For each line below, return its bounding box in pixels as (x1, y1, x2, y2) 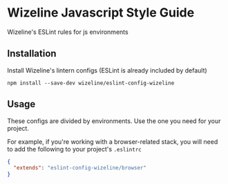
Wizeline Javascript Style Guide (7, 5, 195, 21)
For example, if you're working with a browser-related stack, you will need (7, 137, 218, 146)
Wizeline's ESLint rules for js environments (7, 28, 129, 36)
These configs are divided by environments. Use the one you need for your (7, 116, 221, 125)
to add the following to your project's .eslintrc (7, 145, 142, 153)
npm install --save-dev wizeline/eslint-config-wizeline (7, 80, 175, 86)
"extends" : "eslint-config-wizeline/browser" (13, 165, 147, 172)
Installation (7, 48, 57, 59)
